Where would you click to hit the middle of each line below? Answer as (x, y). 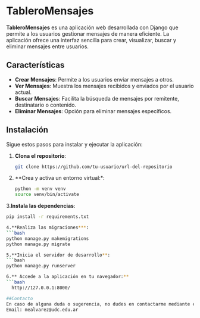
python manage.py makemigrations (48, 238)
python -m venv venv (40, 189)
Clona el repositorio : (40, 155)
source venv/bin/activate (47, 195)
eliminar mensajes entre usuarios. (48, 46)
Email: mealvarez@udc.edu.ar (42, 310)
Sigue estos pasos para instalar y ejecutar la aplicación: (74, 144)
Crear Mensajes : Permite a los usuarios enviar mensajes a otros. (94, 79)
